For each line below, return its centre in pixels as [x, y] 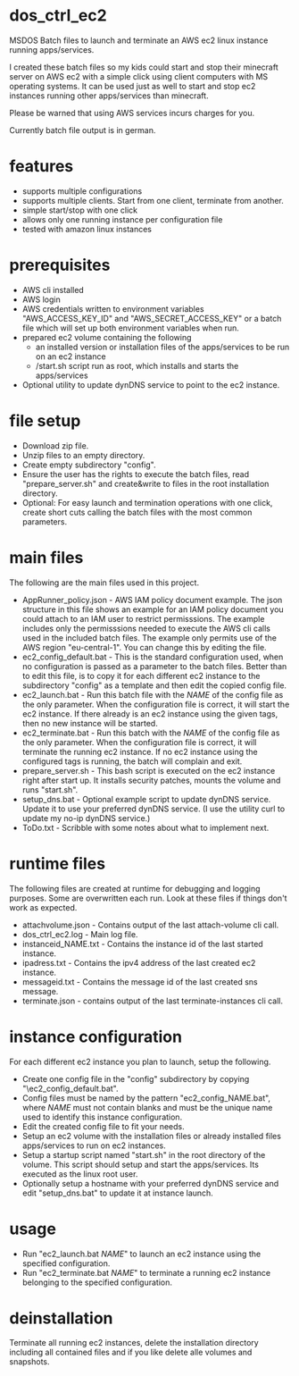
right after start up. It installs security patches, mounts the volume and [151, 780]
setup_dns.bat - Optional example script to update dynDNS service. [146, 799]
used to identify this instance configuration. [102, 1117]
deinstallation [61, 1318]
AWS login [41, 299]
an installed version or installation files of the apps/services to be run [162, 347]
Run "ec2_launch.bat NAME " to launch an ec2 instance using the [141, 1254]
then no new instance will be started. [90, 723]
